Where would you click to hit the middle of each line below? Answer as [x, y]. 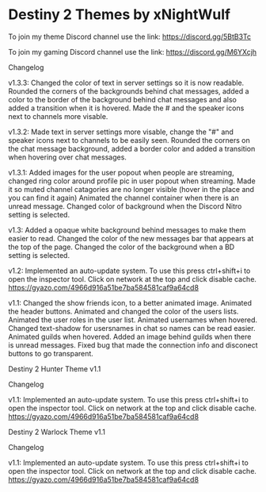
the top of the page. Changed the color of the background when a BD [122, 247]
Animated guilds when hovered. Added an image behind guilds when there [130, 336]
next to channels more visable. [58, 116]
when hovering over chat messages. [67, 157]
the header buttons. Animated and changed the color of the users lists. [123, 311]
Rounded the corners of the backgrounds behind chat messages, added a [129, 91]
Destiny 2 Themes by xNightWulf [120, 15]
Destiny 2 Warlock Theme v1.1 [57, 432]
